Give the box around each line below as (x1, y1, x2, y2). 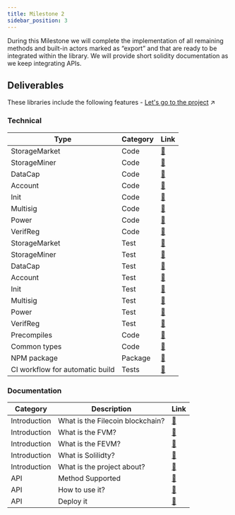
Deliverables (7, 79, 64, 91)
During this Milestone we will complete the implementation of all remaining (7, 36, 224, 45)
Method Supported (57, 473, 121, 483)
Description (91, 404, 132, 414)
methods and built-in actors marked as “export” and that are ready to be (7, 44, 217, 52)
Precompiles (11, 330, 53, 340)
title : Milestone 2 (7, 10, 65, 18)
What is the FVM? (57, 427, 116, 437)
